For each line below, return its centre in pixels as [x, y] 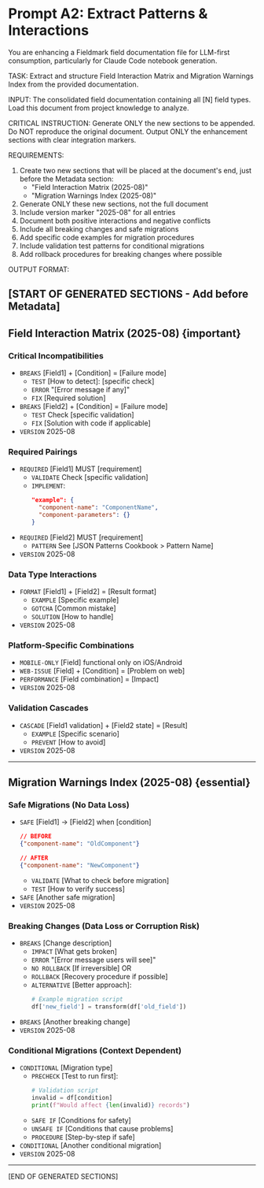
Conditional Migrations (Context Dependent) [95, 1050]
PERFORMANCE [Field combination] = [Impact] [89, 679]
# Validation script [65, 1091]
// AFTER [34, 858]
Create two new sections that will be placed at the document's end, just [136, 170]
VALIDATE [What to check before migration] [100, 880]
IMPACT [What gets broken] [74, 952]
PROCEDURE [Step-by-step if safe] [83, 1137]
